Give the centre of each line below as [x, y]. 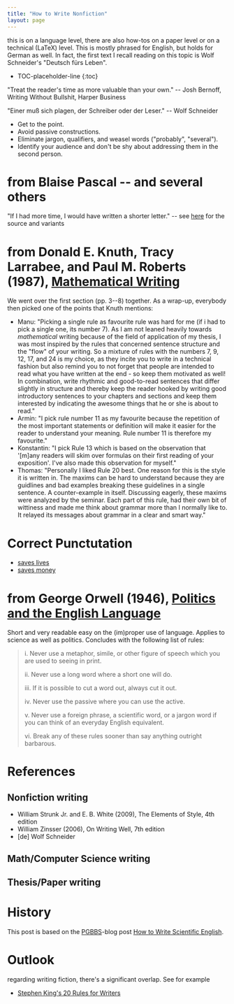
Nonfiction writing [48, 797]
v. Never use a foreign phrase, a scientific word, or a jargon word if [120, 715]
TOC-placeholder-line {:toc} [58, 76]
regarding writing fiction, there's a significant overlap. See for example [109, 979]
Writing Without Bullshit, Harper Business [67, 97]
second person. [40, 154]
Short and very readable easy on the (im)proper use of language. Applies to [116, 633]
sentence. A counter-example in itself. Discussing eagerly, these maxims [122, 493]
